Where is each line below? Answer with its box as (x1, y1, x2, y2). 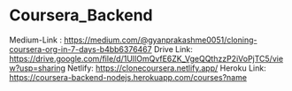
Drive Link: (153, 43, 193, 54)
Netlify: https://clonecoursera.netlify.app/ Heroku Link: (67, 63, 267, 73)
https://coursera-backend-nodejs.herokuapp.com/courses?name (9, 72, 248, 82)
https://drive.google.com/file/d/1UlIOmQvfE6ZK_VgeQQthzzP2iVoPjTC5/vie (9, 53, 284, 64)
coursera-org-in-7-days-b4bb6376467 (9, 43, 152, 54)
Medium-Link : (9, 34, 62, 45)
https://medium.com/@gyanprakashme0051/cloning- (63, 34, 257, 45)
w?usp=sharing (9, 63, 66, 73)
